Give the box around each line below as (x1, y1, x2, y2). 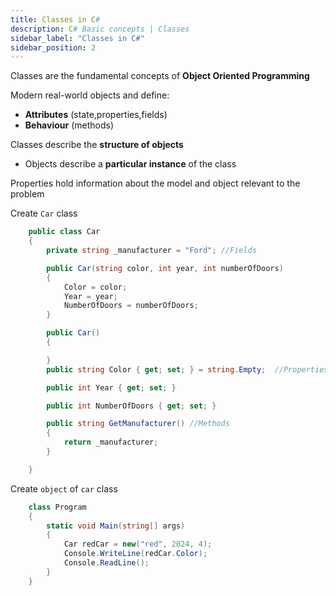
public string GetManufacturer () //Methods (46, 419, 230, 429)
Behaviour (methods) (24, 119, 114, 131)
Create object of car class (10, 482, 118, 495)
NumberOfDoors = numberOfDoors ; (63, 301, 199, 311)
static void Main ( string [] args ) (46, 521, 186, 531)
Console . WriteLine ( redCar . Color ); (63, 549, 208, 559)
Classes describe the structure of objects (10, 139, 184, 151)
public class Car (28, 227, 101, 237)
